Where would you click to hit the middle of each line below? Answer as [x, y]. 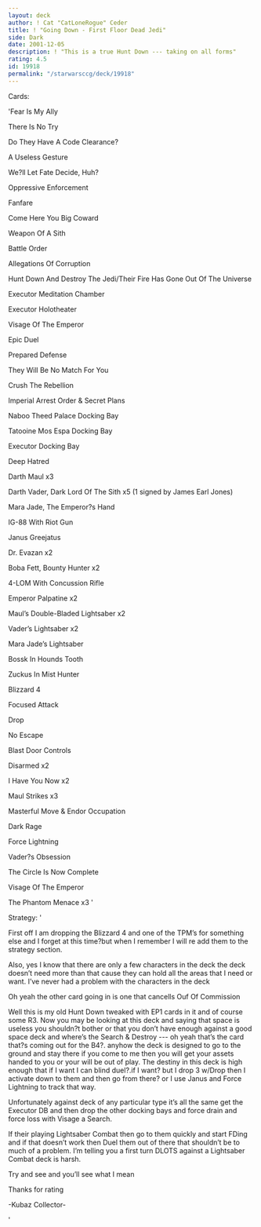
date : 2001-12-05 [36, 45]
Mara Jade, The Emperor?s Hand [62, 506]
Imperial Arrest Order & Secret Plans [67, 400]
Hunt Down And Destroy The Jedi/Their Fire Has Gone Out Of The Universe [130, 279]
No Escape [26, 735]
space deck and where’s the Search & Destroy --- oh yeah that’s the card [126, 1036]
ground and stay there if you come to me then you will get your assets [121, 1054]
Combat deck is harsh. [45, 1159]
